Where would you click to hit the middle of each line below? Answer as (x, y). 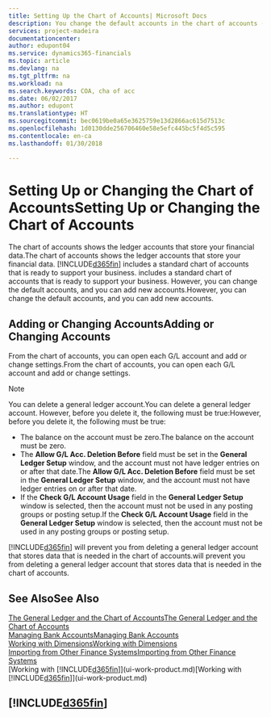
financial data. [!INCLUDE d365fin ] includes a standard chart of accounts (129, 264)
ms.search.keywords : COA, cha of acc (72, 91)
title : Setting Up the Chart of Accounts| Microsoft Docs (108, 16)
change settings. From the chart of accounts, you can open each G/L (122, 365)
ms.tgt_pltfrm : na (39, 76)
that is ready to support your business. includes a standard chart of (120, 273)
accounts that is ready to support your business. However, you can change (133, 281)
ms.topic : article (39, 61)
